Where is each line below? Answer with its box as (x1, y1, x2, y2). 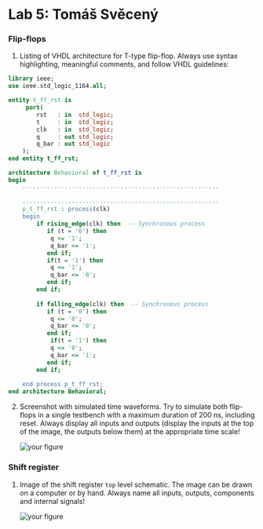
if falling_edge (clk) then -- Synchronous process (36, 300, 210, 308)
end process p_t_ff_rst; (22, 381, 104, 389)
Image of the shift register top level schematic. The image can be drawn (19, 480, 253, 489)
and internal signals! (19, 496, 85, 505)
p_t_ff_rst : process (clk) (22, 206, 111, 213)
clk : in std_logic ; (36, 126, 114, 133)
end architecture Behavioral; (8, 388, 108, 396)
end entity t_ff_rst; (8, 155, 79, 162)
